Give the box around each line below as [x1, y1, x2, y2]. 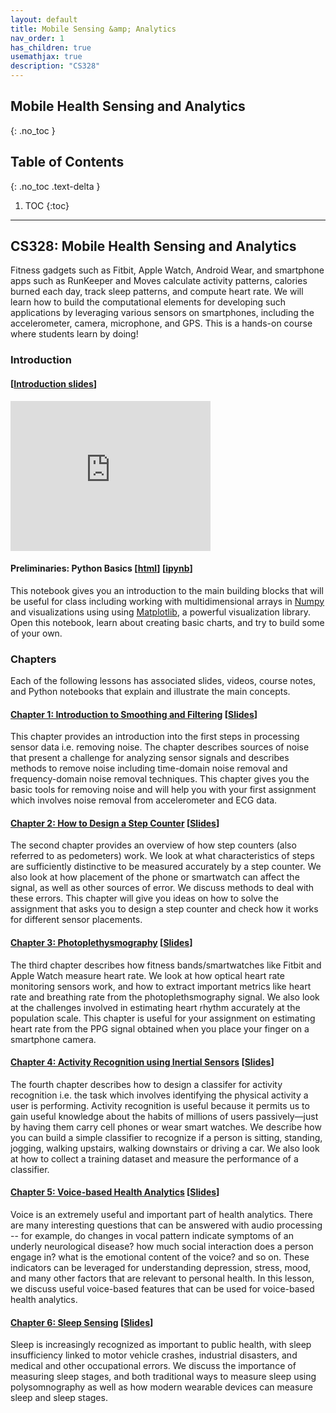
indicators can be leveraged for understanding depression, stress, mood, [10, 1262, 312, 1274]
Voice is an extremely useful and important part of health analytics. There [10, 1209, 313, 1221]
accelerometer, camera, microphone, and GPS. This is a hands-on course [10, 317, 313, 330]
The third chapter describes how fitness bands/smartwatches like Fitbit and [10, 959, 322, 971]
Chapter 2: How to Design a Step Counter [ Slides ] [10, 817, 220, 829]
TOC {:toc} [24, 199, 70, 211]
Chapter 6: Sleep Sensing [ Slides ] [10, 1316, 154, 1328]
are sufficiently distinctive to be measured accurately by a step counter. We [10, 861, 322, 873]
